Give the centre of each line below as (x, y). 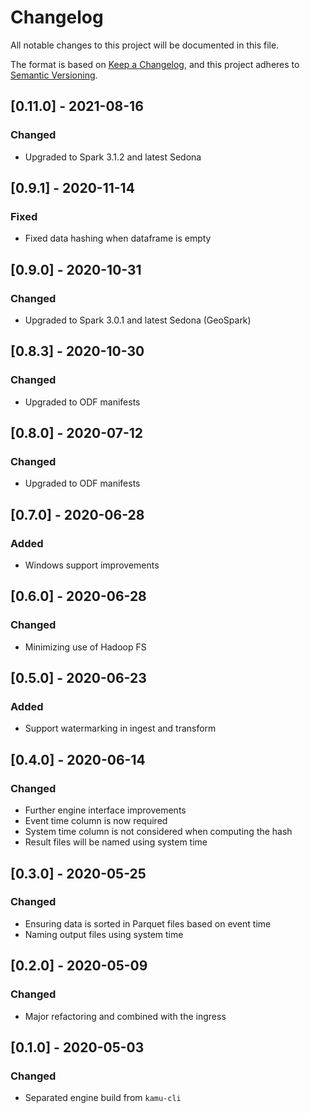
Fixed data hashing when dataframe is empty (118, 238)
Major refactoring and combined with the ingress (125, 1016)
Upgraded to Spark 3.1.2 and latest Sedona (113, 157)
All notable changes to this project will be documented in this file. (145, 45)
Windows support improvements (92, 565)
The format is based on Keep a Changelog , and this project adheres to (155, 64)
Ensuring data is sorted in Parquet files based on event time (148, 923)
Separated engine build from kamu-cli (103, 1098)
